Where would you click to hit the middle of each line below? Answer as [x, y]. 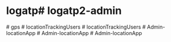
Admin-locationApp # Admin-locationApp [92, 33]
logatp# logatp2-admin [64, 11]
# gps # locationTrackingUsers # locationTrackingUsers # [76, 27]
